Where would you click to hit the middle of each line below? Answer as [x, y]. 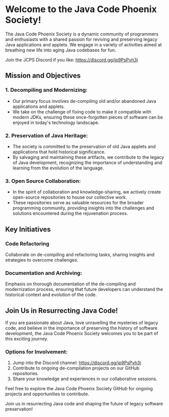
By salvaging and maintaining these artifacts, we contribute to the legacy [88, 157]
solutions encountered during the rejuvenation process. [70, 213]
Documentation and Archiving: [44, 273]
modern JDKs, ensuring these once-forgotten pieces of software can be [88, 117]
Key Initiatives [28, 229]
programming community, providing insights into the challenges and [83, 208]
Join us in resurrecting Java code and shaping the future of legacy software [84, 404]
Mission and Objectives [43, 76]
